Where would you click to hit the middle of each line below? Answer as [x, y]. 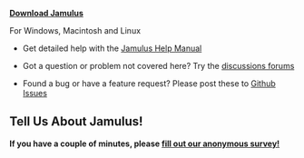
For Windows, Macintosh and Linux [75, 30]
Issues [35, 93]
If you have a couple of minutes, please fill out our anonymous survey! [145, 143]
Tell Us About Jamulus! [76, 122]
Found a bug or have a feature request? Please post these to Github [149, 84]
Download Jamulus [47, 13]
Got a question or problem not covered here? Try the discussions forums [158, 66]
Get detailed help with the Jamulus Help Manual [112, 48]
